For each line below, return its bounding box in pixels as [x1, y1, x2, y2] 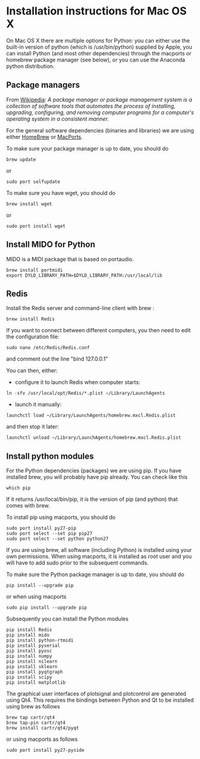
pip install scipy [6, 674, 52, 681]
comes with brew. [6, 502, 50, 509]
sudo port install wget [6, 223, 66, 229]
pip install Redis [6, 627, 52, 633]
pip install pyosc [6, 648, 52, 654]
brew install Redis [6, 316, 55, 323]
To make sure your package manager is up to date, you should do [6, 144, 169, 152]
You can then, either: [6, 367, 58, 374]
